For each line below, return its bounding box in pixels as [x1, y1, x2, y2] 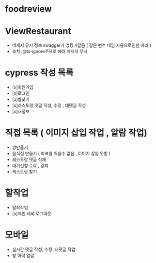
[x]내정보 [12, 108, 30, 115]
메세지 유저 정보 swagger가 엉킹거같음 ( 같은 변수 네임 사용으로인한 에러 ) [12, 42, 152, 48]
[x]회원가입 [12, 84, 34, 90]
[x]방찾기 [12, 96, 30, 103]
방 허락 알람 [12, 252, 35, 258]
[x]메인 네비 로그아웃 [12, 210, 52, 216]
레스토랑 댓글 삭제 [12, 157, 46, 162]
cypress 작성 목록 [5, 67, 74, 78]
